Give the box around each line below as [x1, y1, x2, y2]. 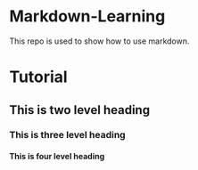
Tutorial [9, 67, 69, 87]
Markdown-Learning [9, 6, 166, 27]
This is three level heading [9, 129, 127, 142]
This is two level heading [9, 102, 150, 117]
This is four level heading [9, 151, 105, 162]
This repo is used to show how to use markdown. [9, 36, 190, 46]
